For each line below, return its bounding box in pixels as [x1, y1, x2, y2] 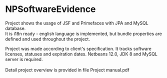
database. [5, 25, 26, 31]
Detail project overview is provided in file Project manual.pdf [5, 66, 129, 73]
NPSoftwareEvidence [5, 3, 96, 15]
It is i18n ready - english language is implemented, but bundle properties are [5, 30, 162, 36]
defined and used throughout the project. [5, 36, 90, 42]
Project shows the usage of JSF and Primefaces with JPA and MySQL [5, 20, 148, 26]
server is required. [5, 56, 43, 62]
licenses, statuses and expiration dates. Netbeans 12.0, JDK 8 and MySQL [5, 51, 157, 57]
